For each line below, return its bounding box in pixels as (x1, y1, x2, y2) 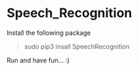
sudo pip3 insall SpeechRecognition (24, 42, 130, 50)
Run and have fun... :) (6, 55, 70, 65)
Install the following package (6, 28, 91, 37)
